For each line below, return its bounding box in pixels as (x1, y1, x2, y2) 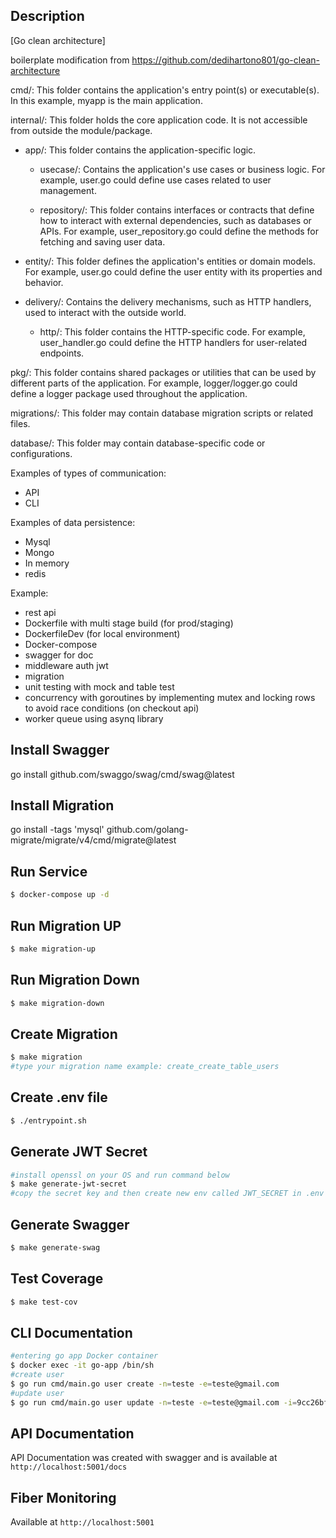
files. (10, 417, 31, 429)
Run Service (10, 863, 88, 880)
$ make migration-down (10, 998, 105, 1008)
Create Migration (10, 1025, 118, 1043)
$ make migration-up (10, 944, 97, 954)
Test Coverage (10, 1270, 104, 1288)
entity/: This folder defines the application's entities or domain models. (24, 255, 317, 267)
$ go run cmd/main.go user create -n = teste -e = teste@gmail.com (10, 1379, 280, 1389)
